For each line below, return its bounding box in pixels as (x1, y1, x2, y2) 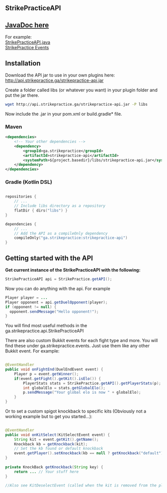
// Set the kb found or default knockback (14, 446, 103, 451)
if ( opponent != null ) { (5, 304, 57, 309)
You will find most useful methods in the (5, 323, 87, 329)
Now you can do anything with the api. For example (5, 285, 110, 291)
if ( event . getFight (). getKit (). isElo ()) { (14, 376, 101, 381)
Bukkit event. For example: (5, 348, 60, 354)
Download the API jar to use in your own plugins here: (5, 72, 115, 78)
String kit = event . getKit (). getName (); (14, 437, 99, 442)
